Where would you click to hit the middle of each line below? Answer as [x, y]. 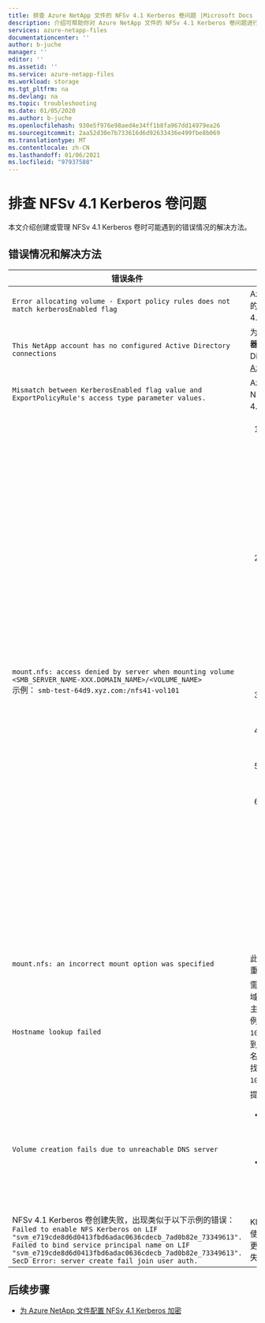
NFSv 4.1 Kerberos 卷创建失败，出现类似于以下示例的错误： [123, 1220]
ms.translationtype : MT [47, 140]
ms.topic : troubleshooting [52, 103]
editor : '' [26, 60]
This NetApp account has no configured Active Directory [121, 345]
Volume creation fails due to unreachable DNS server [115, 1149]
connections [35, 353]
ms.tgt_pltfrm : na [38, 89]
